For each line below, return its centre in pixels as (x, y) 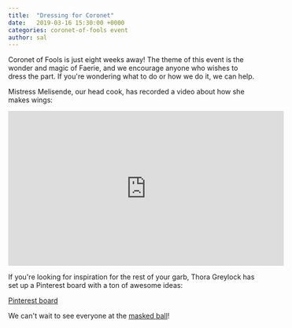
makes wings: (31, 100)
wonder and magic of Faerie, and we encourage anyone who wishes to (123, 68)
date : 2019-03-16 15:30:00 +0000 (67, 23)
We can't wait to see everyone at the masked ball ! (89, 316)
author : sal (28, 37)
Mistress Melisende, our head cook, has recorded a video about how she (127, 92)
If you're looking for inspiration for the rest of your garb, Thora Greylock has (131, 277)
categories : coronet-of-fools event (68, 30)
